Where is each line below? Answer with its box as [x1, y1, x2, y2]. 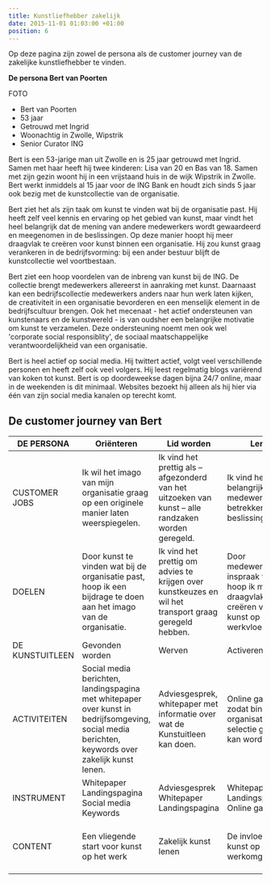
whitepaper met [158, 699, 219, 710]
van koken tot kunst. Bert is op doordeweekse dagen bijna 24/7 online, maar [8, 374, 262, 383]
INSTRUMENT [12, 792, 66, 804]
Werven [158, 644, 188, 656]
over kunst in [81, 703, 131, 715]
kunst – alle [158, 502, 202, 513]
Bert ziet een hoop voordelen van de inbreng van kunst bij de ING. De [8, 272, 240, 281]
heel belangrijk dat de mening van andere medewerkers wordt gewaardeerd [8, 222, 261, 231]
